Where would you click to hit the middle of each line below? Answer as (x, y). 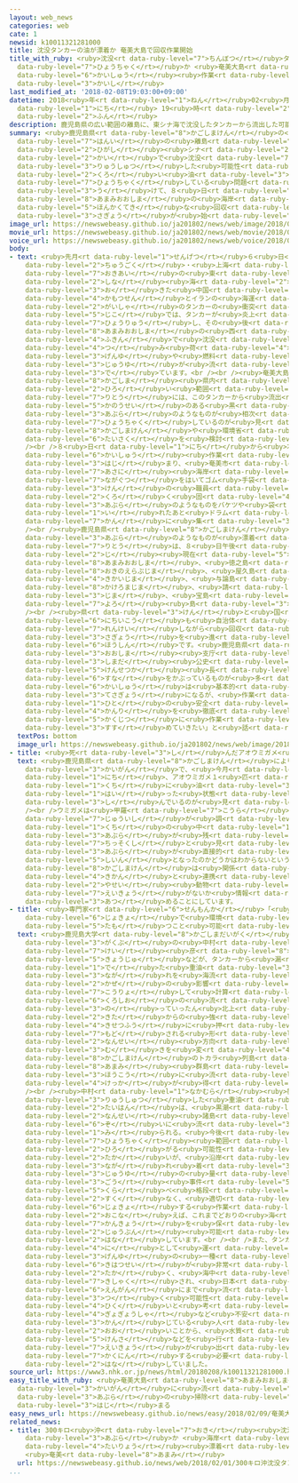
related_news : (35, 1422)
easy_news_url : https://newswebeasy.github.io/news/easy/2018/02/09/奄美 (147, 1414)
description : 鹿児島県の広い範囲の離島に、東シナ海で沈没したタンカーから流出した (144, 125)
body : (19, 249)
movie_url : (29, 232)
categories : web (39, 26)
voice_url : (29, 241)
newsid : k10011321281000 (55, 42)
